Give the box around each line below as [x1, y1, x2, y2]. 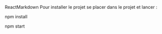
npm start [5, 23, 25, 29]
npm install [5, 14, 28, 19]
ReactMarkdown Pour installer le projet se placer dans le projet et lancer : [5, 4, 157, 10]
